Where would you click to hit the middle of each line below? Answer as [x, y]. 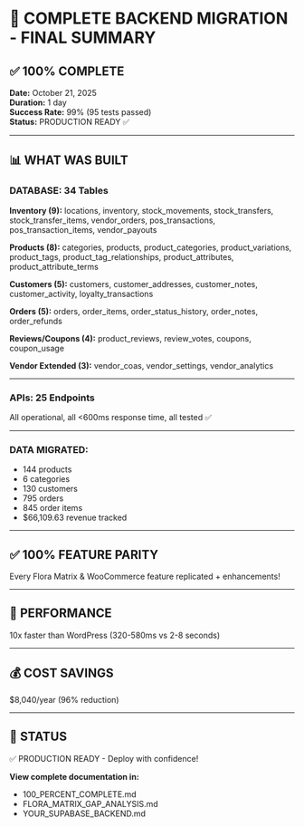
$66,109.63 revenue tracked [75, 518]
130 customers [50, 489]
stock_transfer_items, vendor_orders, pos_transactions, [112, 220]
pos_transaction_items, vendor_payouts [83, 229]
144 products [47, 469]
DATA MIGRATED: [49, 449]
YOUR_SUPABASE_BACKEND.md [84, 813]
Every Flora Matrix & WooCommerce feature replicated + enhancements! [145, 577]
